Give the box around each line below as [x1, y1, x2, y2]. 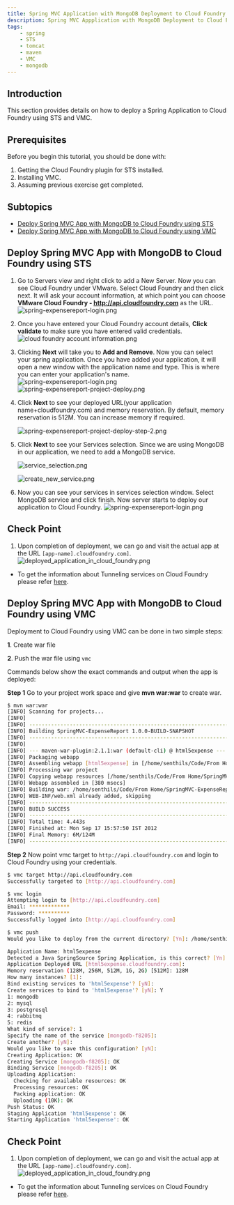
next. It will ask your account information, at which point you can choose [17, 291, 226, 300]
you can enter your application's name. [17, 370, 130, 378]
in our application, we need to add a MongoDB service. [17, 447, 175, 456]
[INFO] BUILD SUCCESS [7, 806, 70, 813]
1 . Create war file [7, 640, 56, 649]
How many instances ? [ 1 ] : [7, 974, 82, 981]
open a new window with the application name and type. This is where [17, 362, 220, 371]
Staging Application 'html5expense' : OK [7, 1110, 127, 1117]
